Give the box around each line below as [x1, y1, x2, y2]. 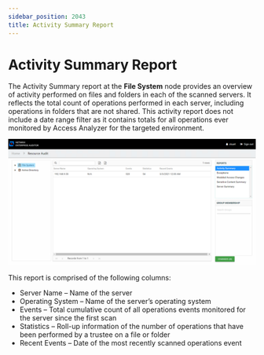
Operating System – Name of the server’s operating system [19, 297, 212, 306]
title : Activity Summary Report [8, 20, 114, 29]
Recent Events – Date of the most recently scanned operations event [19, 339, 242, 348]
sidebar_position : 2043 [8, 13, 86, 20]
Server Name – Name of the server [19, 288, 133, 298]
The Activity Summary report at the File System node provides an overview [8, 82, 253, 91]
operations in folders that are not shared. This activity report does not [8, 107, 234, 116]
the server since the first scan [19, 313, 117, 323]
